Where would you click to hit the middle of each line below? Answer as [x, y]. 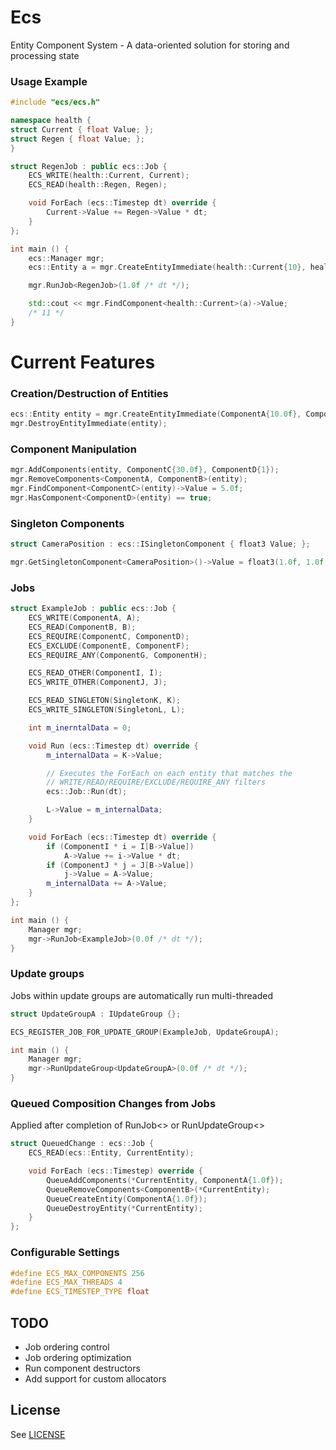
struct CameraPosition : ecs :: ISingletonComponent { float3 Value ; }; [160, 544]
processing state [45, 55]
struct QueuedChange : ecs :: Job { [82, 1144]
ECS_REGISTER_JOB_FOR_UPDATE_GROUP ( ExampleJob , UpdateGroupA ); [145, 1032]
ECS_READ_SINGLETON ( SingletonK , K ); [105, 701]
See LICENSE [38, 1434]
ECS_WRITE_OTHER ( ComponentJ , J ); [98, 682]
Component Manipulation [73, 449]
